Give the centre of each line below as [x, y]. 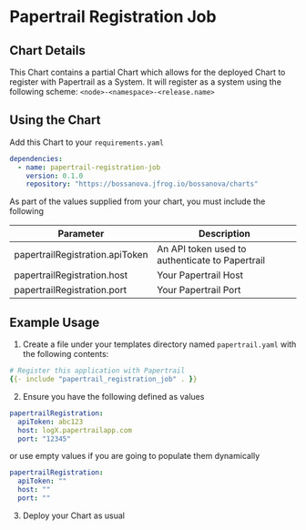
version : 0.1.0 [55, 176]
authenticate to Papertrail [211, 260]
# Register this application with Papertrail [97, 371]
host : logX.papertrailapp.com [75, 430]
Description [224, 234]
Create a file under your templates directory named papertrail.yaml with [159, 344]
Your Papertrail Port [199, 290]
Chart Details [48, 51]
